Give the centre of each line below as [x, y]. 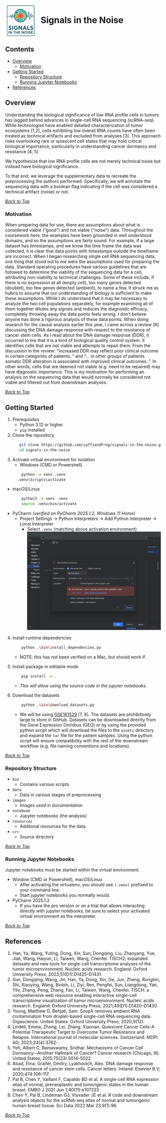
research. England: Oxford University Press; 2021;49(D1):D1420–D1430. [85, 1006]
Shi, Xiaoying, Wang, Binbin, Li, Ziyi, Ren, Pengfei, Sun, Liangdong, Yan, [85, 985]
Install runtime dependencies [42, 638]
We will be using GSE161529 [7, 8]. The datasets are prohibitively [85, 714]
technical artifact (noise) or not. [37, 192]
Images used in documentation [51, 805]
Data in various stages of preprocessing [60, 795]
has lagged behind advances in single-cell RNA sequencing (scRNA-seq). [80, 120]
